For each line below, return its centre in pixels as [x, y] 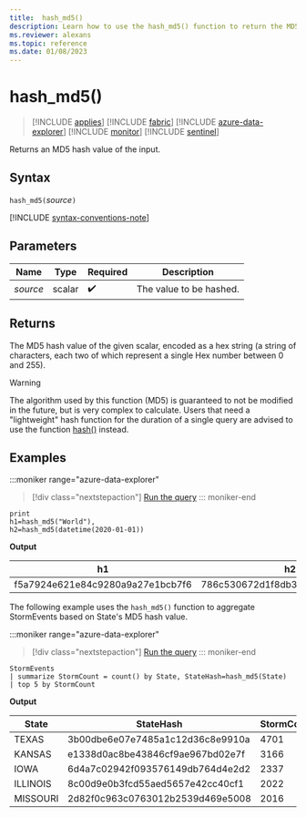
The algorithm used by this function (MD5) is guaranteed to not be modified [151, 400]
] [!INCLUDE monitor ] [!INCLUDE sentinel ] [142, 132]
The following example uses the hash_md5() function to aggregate [132, 608]
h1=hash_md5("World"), [52, 522]
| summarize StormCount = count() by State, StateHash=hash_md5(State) [148, 677]
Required [108, 271]
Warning [25, 383]
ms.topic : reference [49, 43]
